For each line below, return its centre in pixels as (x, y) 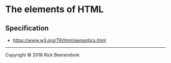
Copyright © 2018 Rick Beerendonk (42, 55)
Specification (27, 28)
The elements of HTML (54, 9)
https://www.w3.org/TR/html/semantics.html (59, 40)
